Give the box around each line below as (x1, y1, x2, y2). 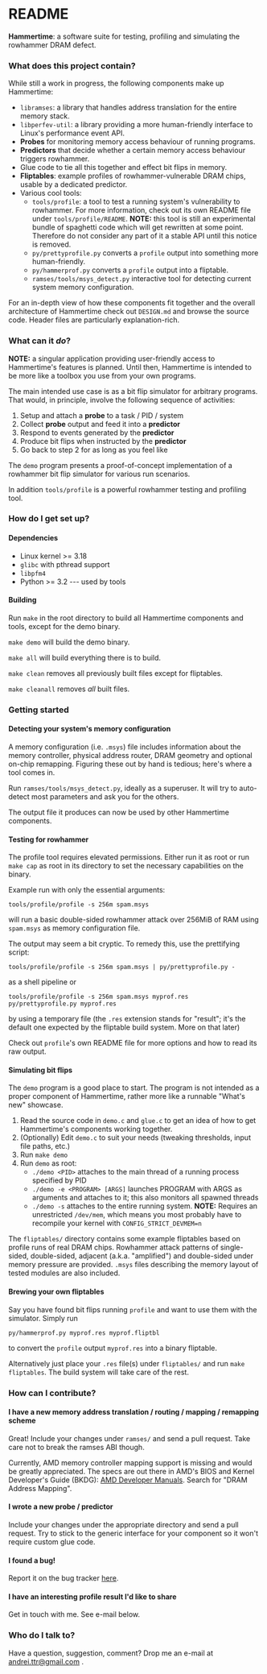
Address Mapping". (8, 1483, 72, 1493)
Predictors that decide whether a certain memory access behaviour (19, 146, 246, 155)
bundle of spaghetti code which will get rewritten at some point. (31, 222, 244, 232)
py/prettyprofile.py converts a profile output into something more (31, 248, 259, 258)
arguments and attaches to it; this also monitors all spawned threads (31, 1193, 259, 1203)
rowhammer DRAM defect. (8, 39, 97, 49)
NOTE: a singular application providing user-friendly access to (8, 354, 216, 363)
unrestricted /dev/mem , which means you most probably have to (31, 1210, 242, 1220)
